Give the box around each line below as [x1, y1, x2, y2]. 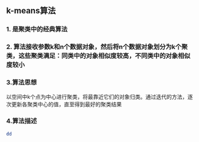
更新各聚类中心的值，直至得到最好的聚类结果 [11, 101, 122, 108]
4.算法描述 [6, 117, 37, 125]
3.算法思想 [6, 78, 37, 87]
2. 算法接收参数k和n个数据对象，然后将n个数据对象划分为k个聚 [6, 43, 188, 51]
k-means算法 [6, 5, 56, 16]
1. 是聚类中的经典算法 [6, 25, 68, 34]
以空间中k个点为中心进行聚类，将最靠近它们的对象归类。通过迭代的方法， [6, 93, 188, 100]
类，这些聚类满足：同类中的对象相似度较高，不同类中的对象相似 [6, 52, 191, 60]
